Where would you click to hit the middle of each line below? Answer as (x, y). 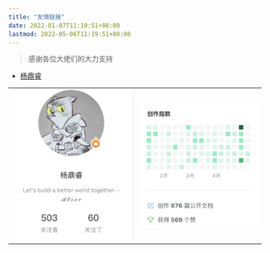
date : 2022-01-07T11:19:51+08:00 (64, 25)
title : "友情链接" (37, 17)
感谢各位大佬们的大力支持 (70, 59)
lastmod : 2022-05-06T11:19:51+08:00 (70, 34)
